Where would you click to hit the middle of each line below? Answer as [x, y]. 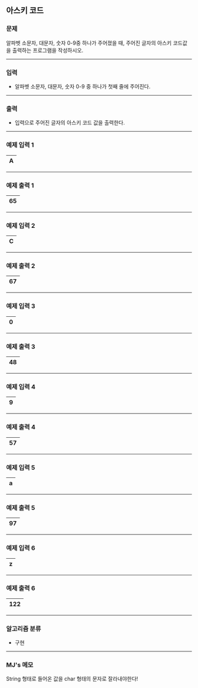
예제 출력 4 [21, 427]
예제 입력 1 [20, 145]
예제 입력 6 [21, 548]
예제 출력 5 [21, 507]
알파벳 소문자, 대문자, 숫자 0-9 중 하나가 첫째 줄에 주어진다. [82, 86]
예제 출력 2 [21, 266]
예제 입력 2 [21, 225]
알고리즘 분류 [24, 628]
